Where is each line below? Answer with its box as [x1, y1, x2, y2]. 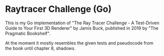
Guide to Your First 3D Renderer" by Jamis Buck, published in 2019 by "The [5, 25, 159, 31]
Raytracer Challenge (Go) [5, 3, 112, 15]
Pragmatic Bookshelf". [5, 30, 51, 36]
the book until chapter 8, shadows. [5, 45, 76, 51]
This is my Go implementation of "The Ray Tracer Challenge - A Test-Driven [5, 20, 160, 26]
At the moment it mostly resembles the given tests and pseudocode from [5, 40, 154, 46]
